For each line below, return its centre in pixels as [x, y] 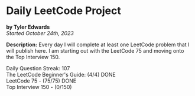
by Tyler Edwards [28, 27]
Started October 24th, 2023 [40, 33]
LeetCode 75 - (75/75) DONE [41, 81]
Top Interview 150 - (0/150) [39, 87]
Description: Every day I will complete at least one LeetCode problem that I [98, 44]
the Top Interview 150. [33, 57]
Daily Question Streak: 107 [38, 68]
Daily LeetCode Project [64, 11]
